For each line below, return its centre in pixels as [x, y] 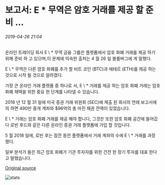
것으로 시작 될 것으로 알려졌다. [34, 75]
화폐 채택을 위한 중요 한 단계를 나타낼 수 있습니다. [52, 92]
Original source [21, 168]
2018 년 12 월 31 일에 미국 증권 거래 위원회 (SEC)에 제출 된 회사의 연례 [72, 102]
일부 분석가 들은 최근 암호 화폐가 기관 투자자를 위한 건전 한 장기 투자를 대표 [77, 152]
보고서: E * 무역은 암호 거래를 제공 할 [74, 10]
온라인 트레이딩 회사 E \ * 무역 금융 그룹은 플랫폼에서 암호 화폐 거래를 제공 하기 [80, 53]
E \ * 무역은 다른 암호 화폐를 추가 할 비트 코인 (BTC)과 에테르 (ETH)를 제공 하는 [81, 69]
